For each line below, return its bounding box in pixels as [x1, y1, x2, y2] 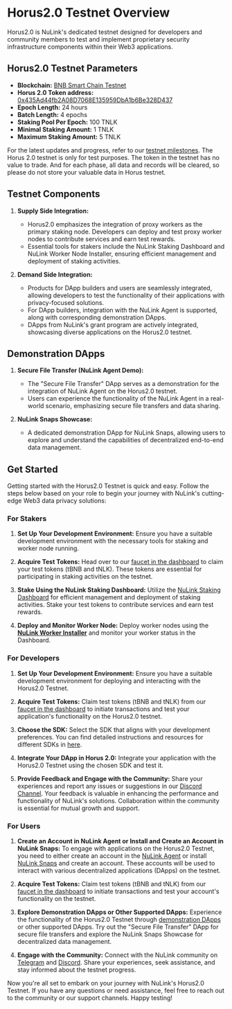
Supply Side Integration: [17, 207, 89, 215]
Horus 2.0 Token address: [17, 88, 94, 96]
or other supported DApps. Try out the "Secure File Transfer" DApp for [17, 923, 220, 931]
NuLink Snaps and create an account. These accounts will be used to [17, 859, 215, 868]
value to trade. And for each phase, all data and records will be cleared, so [7, 161, 220, 169]
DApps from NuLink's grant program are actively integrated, [27, 320, 199, 328]
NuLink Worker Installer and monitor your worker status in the [17, 629, 196, 637]
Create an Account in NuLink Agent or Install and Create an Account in [17, 837, 224, 845]
